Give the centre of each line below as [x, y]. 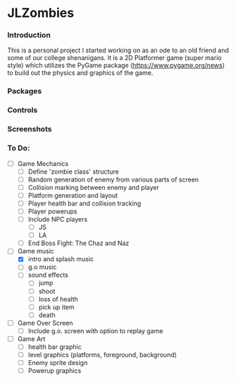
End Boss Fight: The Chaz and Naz [79, 243]
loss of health [58, 299]
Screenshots [30, 129]
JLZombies [41, 13]
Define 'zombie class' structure [73, 172]
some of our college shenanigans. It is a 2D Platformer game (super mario [114, 58]
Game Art [31, 339]
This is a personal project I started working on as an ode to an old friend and [118, 50]
